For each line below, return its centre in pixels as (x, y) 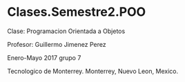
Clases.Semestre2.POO (77, 12)
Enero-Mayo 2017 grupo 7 (44, 58)
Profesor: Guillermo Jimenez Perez (57, 44)
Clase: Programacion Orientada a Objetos (66, 31)
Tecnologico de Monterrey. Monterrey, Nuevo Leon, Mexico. (92, 71)
